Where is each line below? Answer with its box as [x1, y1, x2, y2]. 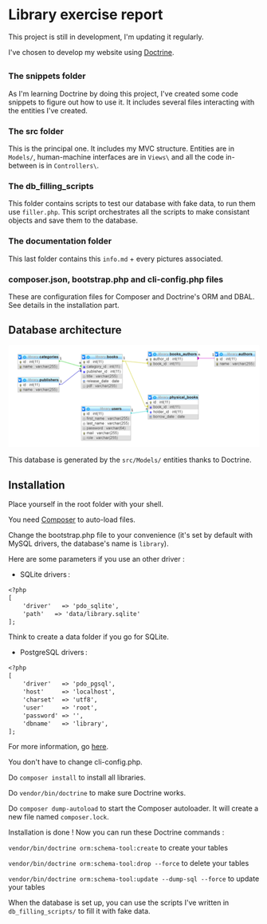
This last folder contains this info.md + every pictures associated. [8, 254, 223, 263]
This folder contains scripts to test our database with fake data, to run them [8, 199, 257, 208]
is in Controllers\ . [38, 161, 100, 170]
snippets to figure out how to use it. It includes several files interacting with [8, 97, 255, 107]
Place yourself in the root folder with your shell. [8, 500, 164, 509]
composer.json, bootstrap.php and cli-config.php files [8, 274, 224, 285]
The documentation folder [8, 235, 112, 247]
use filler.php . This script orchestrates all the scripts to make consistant [8, 207, 250, 217]
